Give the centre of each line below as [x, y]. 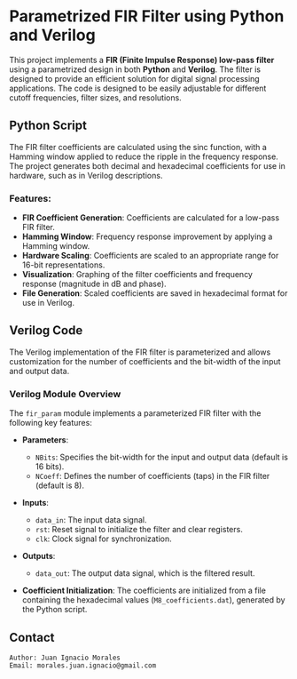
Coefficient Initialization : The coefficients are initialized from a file [144, 591]
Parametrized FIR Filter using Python [147, 16]
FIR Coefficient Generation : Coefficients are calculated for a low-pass [151, 218]
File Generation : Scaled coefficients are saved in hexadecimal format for [155, 293]
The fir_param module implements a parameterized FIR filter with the [135, 413]
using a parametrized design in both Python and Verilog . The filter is [135, 69]
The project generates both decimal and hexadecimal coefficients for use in [148, 165]
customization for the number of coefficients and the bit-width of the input [145, 361]
